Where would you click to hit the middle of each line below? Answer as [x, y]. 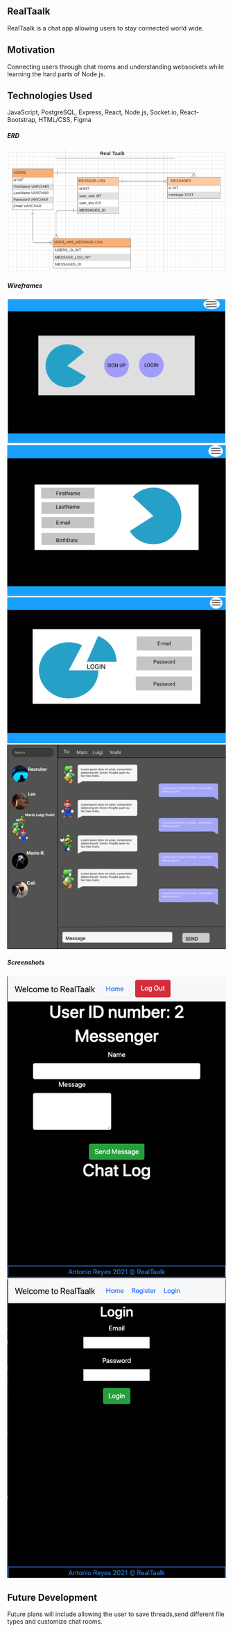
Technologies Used [50, 96]
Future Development [52, 1597]
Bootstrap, [22, 120]
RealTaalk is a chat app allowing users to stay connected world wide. [106, 28]
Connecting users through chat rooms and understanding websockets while [115, 67]
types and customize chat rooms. [55, 1622]
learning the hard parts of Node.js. [57, 74]
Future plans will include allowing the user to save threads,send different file [116, 1614]
